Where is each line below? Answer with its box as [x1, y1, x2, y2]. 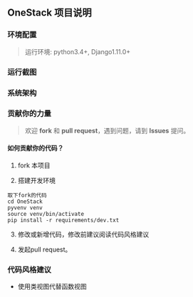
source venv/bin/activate [7, 211, 84, 218]
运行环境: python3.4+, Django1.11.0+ [24, 47, 131, 56]
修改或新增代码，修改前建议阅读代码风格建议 [17, 230, 150, 239]
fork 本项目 [17, 161, 51, 170]
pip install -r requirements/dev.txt [7, 217, 120, 224]
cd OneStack [7, 198, 43, 205]
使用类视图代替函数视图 [17, 282, 87, 291]
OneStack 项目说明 [7, 6, 93, 19]
